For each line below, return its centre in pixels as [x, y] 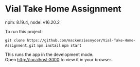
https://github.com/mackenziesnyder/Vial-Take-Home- [81, 40]
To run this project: [24, 31]
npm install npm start [59, 45]
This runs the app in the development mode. [49, 54]
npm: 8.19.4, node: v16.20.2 [32, 22]
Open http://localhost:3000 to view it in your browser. [59, 59]
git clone [15, 40]
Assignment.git [20, 45]
